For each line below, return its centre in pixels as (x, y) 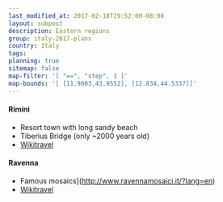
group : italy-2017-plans (50, 38)
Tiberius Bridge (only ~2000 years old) (85, 136)
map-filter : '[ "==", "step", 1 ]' (68, 76)
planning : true (34, 61)
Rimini (19, 109)
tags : (17, 53)
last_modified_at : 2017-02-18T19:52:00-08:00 (86, 16)
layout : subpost (36, 23)
